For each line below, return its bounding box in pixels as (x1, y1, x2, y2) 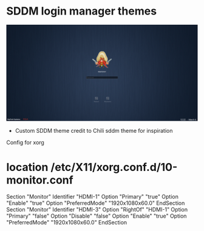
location (6, 160, 49, 174)
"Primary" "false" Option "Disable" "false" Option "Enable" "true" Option (6, 212, 187, 219)
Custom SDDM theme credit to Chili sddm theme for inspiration (15, 127, 173, 135)
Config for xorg (6, 139, 44, 146)
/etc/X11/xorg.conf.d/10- (50, 160, 178, 174)
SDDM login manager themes (6, 4, 157, 18)
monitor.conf (6, 173, 74, 187)
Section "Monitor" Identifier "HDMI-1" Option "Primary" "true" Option (6, 193, 179, 201)
